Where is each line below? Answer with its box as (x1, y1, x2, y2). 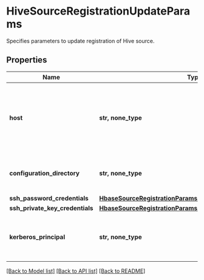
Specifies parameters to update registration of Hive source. (6, 37, 155, 44)
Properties (6, 55, 47, 65)
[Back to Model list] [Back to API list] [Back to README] (6, 267, 146, 275)
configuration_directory (9, 169, 80, 177)
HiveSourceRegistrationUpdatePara (6, 4, 190, 18)
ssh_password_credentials (9, 194, 89, 202)
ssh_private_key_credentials (9, 203, 93, 212)
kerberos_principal (9, 233, 66, 241)
